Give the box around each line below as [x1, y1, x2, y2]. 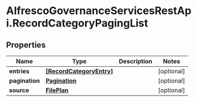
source [9, 86, 29, 94]
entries [9, 67, 29, 75]
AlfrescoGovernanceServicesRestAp [6, 4, 192, 18]
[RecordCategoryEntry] [45, 67, 113, 75]
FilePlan [45, 86, 69, 94]
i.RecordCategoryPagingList [6, 16, 149, 30]
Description [119, 57, 153, 65]
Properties [6, 40, 46, 50]
